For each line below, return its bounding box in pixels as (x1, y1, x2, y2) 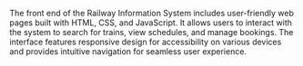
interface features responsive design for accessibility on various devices (9, 36, 282, 47)
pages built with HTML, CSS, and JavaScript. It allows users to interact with (9, 17, 293, 28)
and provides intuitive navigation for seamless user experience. (9, 46, 247, 57)
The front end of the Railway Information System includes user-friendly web (9, 8, 294, 18)
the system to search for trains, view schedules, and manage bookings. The (9, 27, 294, 37)
